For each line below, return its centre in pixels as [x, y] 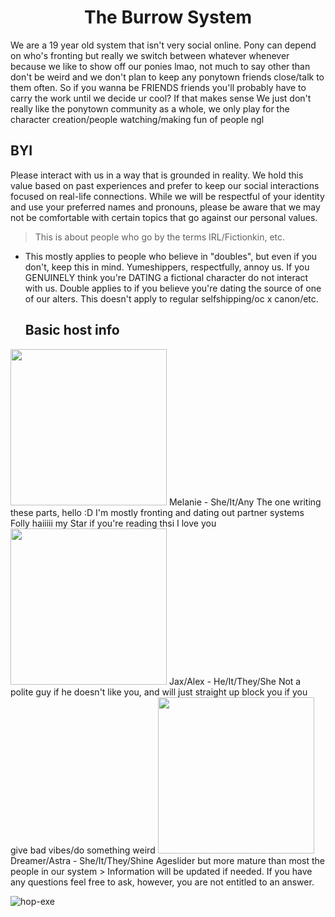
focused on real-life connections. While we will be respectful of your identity [167, 196]
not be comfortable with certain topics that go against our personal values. [164, 217]
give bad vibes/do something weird [83, 850]
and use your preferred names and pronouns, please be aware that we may [165, 207]
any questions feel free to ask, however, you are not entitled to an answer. [162, 882]
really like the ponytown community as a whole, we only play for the [150, 108]
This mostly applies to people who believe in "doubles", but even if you [171, 256]
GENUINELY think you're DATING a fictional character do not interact [166, 277]
